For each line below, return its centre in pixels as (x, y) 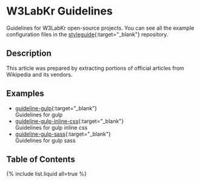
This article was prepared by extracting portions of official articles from (95, 68)
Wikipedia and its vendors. (39, 75)
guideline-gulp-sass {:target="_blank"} (63, 134)
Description (29, 54)
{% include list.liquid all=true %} (46, 174)
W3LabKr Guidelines (60, 11)
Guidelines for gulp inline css (51, 127)
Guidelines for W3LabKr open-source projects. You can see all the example (100, 28)
